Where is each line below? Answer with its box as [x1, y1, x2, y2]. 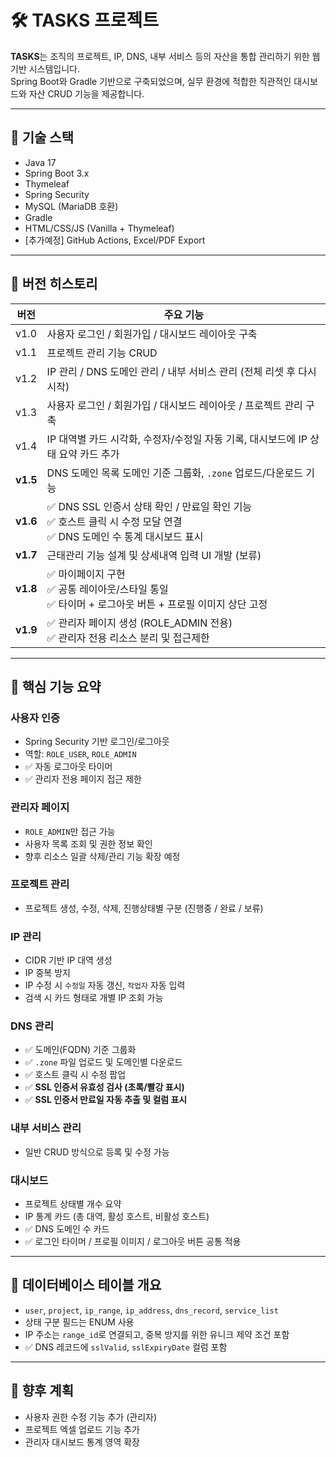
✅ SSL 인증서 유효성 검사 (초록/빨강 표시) [24, 1081, 185, 1093]
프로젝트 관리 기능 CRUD [46, 346, 158, 360]
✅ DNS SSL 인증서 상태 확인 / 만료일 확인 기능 [46, 499, 253, 513]
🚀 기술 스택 [10, 129, 75, 146]
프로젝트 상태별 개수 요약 [24, 1198, 122, 1210]
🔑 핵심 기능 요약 [10, 678, 102, 695]
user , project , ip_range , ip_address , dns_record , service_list [24, 1304, 279, 1316]
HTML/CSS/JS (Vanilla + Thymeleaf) [24, 222, 175, 234]
